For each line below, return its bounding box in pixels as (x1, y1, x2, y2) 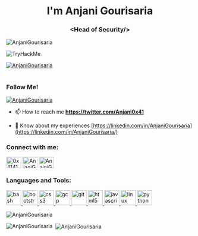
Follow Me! (6, 83, 39, 91)
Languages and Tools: (6, 177, 71, 185)
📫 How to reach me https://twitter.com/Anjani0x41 (14, 108, 144, 115)
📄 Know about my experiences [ (14, 122, 93, 129)
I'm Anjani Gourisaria (46, 4, 153, 18)
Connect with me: (6, 143, 59, 151)
